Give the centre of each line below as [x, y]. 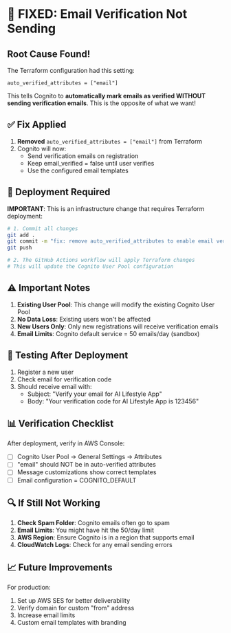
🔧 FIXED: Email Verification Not [97, 14]
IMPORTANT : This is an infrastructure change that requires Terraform [106, 208]
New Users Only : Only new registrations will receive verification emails [118, 326]
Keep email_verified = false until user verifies [91, 163]
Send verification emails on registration [83, 156]
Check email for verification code [64, 379]
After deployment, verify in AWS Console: [66, 443]
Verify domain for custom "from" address [76, 608]
